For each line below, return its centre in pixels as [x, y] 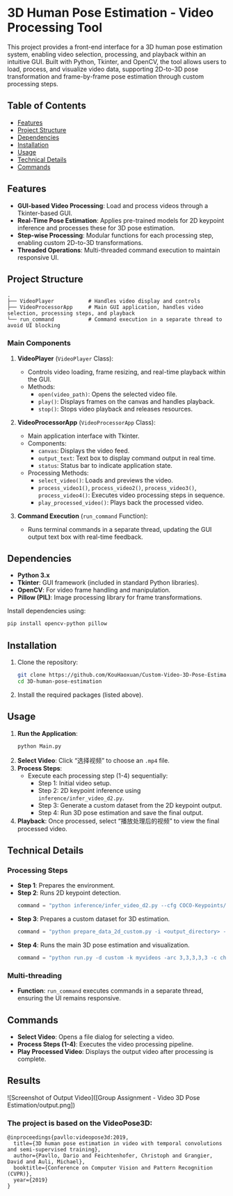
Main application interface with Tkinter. [83, 436]
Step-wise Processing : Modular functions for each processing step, [115, 235]
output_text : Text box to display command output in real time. [127, 458]
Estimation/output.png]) [41, 1105]
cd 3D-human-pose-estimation [59, 682]
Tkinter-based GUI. [45, 213]
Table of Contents [47, 106]
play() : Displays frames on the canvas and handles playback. [127, 401]
